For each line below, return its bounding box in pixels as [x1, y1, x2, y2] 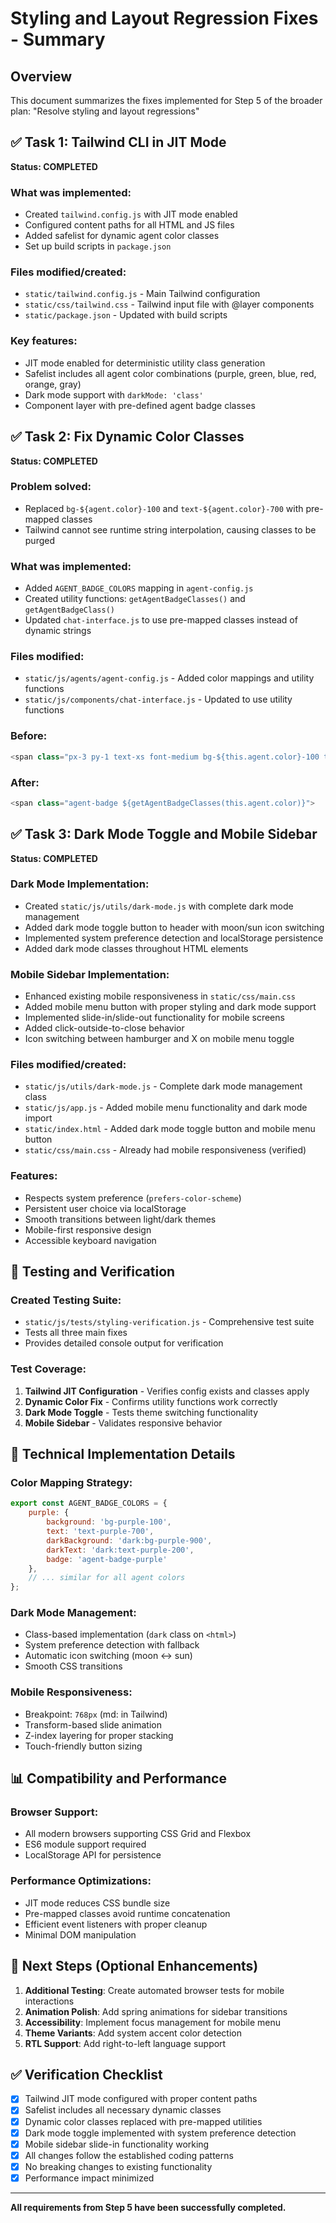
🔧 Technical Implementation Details [10, 1446, 236, 1463]
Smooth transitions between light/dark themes [24, 1213, 217, 1225]
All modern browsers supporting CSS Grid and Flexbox [24, 1828, 252, 1840]
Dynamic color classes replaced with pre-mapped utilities [24, 2115, 263, 2127]
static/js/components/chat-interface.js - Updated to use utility [24, 693, 293, 706]
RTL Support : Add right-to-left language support [24, 2037, 227, 2049]
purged [24, 534, 56, 546]
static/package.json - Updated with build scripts [24, 309, 228, 321]
